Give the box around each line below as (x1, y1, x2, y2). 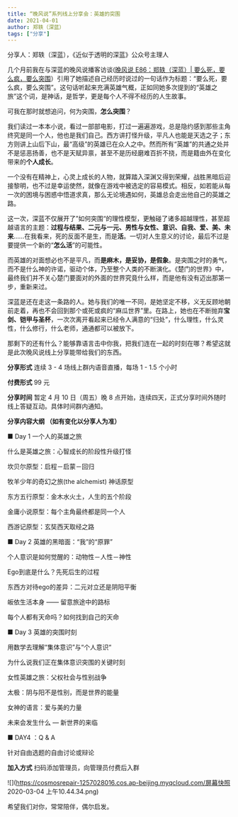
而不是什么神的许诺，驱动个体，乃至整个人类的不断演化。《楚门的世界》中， (7, 265, 228, 274)
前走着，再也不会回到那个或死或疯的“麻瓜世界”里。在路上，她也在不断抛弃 (7, 306, 225, 315)
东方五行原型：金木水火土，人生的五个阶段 (7, 492, 132, 501)
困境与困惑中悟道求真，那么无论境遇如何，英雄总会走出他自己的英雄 (25, 191, 225, 199)
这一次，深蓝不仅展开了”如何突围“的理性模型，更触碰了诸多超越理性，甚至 (7, 214, 225, 223)
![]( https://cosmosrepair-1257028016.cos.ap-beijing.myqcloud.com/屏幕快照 (7, 779, 231, 787)
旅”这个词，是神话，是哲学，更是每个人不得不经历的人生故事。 (7, 92, 191, 101)
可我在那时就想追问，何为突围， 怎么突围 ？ (7, 107, 132, 115)
